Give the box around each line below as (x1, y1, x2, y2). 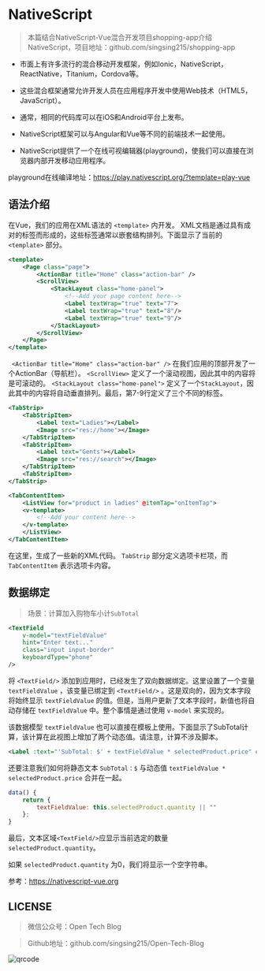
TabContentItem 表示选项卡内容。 (8, 560, 116, 570)
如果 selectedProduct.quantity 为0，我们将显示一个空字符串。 (8, 860, 212, 869)
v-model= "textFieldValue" (22, 631, 108, 639)
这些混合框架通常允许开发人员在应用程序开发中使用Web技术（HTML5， (19, 85, 252, 95)
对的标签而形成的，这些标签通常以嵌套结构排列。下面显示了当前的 (8, 230, 222, 240)
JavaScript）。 (19, 95, 65, 105)
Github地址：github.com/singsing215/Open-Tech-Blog (27, 939, 205, 947)
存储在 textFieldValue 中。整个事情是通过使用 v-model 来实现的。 (14, 705, 229, 715)
